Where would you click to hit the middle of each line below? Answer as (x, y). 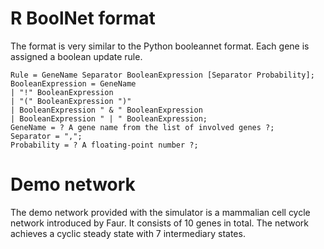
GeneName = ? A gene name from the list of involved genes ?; (142, 127)
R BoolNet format (83, 18)
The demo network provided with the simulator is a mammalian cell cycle (160, 212)
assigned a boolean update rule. (76, 56)
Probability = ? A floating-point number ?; (104, 145)
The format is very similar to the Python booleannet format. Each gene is (160, 46)
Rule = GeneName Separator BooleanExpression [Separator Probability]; (162, 75)
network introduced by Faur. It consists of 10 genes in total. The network (159, 223)
